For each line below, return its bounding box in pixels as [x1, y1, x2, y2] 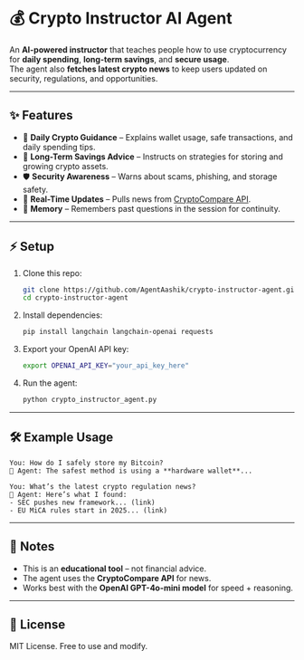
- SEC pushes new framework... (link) [9, 498, 156, 507]
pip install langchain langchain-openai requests [22, 328, 214, 337]
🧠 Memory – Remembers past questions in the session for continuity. [22, 203, 280, 214]
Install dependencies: [22, 310, 103, 320]
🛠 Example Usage [9, 430, 114, 445]
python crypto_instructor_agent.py [22, 396, 157, 405]
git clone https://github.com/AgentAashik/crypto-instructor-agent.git [22, 285, 299, 294]
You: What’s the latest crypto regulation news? [9, 482, 196, 491]
